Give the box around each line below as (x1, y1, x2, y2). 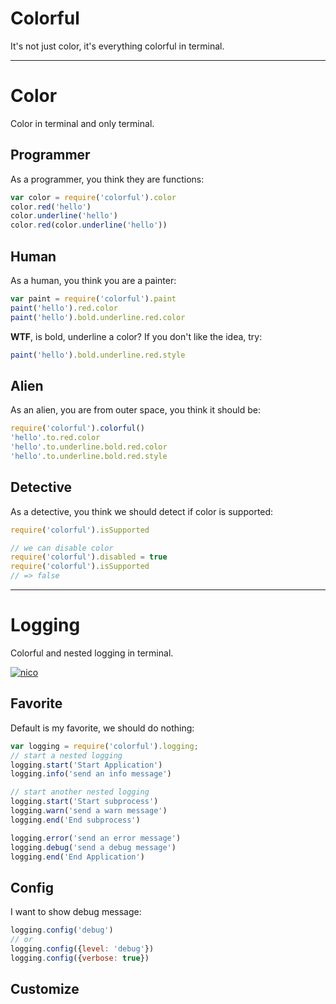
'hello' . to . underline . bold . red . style (10, 451, 168, 461)
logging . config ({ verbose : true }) (10, 953, 150, 963)
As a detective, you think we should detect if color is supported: (10, 505, 274, 517)
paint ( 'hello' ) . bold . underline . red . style (10, 350, 186, 360)
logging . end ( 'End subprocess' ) (10, 815, 141, 825)
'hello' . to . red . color (10, 433, 101, 443)
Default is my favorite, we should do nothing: (10, 722, 195, 734)
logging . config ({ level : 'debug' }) (10, 943, 155, 954)
